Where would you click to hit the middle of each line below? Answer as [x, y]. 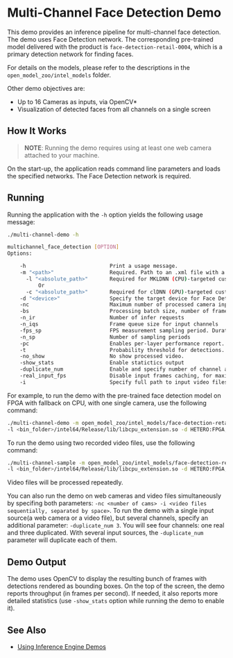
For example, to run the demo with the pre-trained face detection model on [114, 395]
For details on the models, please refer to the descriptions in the [99, 67]
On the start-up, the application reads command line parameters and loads [114, 169]
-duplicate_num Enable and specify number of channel [121, 369]
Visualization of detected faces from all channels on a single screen [114, 109]
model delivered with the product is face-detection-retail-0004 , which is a [115, 47]
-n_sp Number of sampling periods [105, 337]
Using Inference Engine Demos [61, 646]
